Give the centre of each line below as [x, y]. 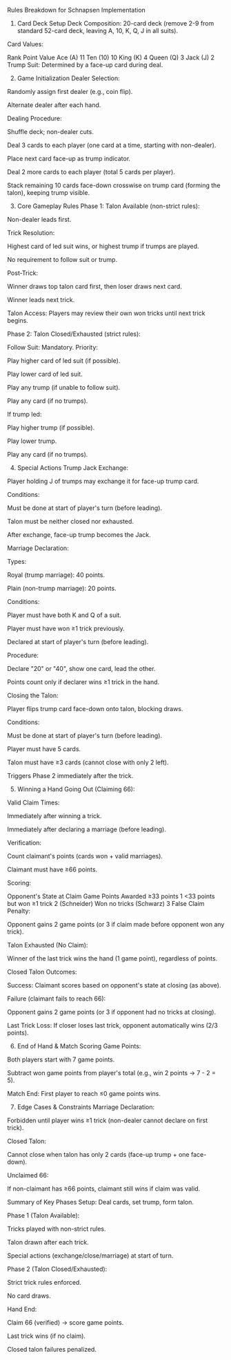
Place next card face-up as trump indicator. [69, 159]
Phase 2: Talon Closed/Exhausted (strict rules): [74, 334]
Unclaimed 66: [28, 1175]
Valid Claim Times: [33, 802]
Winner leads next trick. [41, 300]
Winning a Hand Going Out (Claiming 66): [76, 789]
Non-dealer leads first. [39, 219]
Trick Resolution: [31, 233]
